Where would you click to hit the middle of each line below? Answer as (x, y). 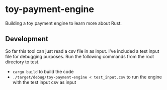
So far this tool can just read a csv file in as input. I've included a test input (82, 51)
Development (27, 39)
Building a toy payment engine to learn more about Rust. (64, 23)
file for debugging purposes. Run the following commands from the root (80, 56)
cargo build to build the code (43, 71)
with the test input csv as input (44, 82)
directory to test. (22, 62)
